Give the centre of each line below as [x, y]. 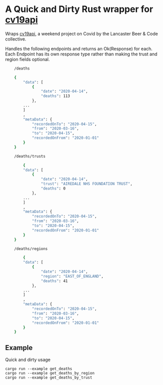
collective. [16, 39]
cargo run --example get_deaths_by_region [50, 373]
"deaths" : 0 [53, 188]
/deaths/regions [31, 248]
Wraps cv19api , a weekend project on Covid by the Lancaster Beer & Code [81, 33]
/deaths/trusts [30, 156]
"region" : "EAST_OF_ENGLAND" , [72, 276]
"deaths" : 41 [54, 281]
